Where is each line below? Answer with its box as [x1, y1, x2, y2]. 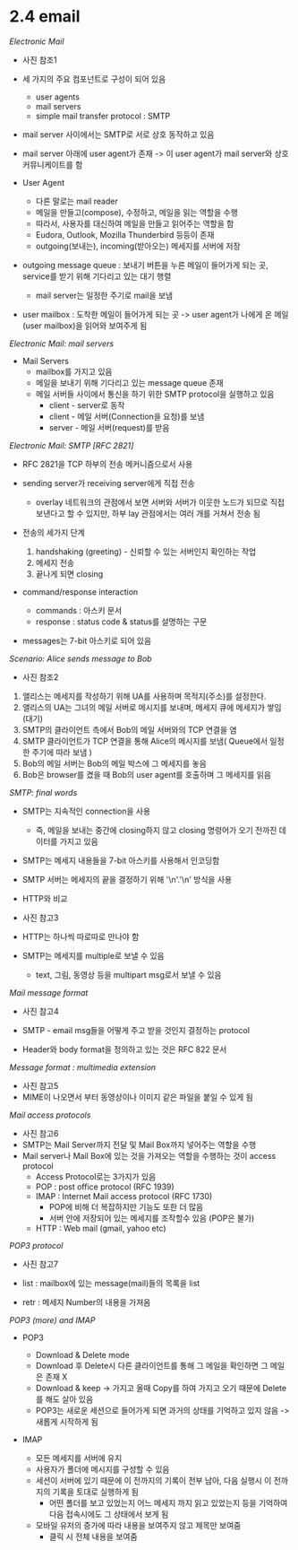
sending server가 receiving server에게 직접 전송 [21, 477, 195, 488]
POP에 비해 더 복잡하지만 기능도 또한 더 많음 [48, 1201, 204, 1212]
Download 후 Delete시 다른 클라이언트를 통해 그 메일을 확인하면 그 [35, 1360, 268, 1371]
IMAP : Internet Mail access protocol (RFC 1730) [35, 1190, 213, 1201]
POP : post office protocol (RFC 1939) [35, 1181, 175, 1192]
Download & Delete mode [35, 1349, 130, 1360]
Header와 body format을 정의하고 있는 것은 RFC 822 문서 [21, 1043, 227, 1055]
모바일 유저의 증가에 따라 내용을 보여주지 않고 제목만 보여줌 [35, 1520, 242, 1530]
